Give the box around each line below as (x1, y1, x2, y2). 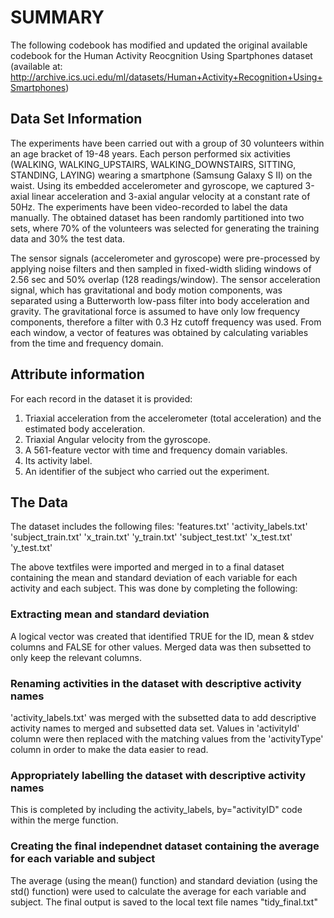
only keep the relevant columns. (10, 651, 143, 663)
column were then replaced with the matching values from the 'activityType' (10, 732, 324, 745)
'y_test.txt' (10, 542, 53, 554)
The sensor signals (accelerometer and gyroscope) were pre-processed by (10, 252, 321, 264)
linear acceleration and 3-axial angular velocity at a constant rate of (31, 190, 311, 202)
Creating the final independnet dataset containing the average (10, 839, 320, 853)
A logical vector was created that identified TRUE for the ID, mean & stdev (10, 630, 315, 642)
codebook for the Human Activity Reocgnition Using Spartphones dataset (10, 49, 313, 61)
